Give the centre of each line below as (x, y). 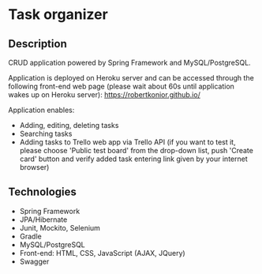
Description (37, 44)
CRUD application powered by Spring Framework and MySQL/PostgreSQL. (129, 62)
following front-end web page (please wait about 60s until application (122, 86)
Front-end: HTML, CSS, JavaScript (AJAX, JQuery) (102, 253)
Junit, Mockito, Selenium (60, 227)
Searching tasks (46, 133)
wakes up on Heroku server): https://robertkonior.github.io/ (105, 95)
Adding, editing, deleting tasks (69, 125)
